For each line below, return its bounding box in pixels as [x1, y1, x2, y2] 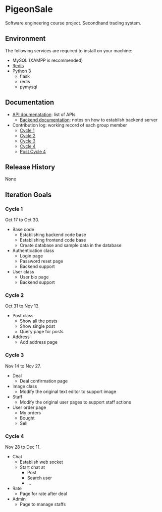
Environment [5, 34, 46, 43]
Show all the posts [19, 318, 58, 324]
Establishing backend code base [19, 232, 87, 238]
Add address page [19, 339, 58, 345]
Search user [27, 475, 52, 481]
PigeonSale [5, 3, 53, 15]
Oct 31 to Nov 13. [5, 303, 40, 309]
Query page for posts [19, 329, 63, 335]
